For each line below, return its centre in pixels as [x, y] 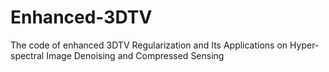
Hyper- [304, 45]
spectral [27, 55]
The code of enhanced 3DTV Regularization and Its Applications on [149, 45]
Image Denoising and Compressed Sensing [135, 55]
